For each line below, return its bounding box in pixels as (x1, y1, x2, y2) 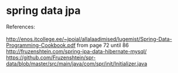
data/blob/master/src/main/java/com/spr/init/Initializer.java (6, 60, 148, 67)
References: (6, 23, 35, 30)
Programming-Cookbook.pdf (6, 42, 76, 49)
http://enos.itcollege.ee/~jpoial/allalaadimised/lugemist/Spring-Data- (6, 35, 173, 42)
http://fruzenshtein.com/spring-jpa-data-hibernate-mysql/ (6, 48, 147, 54)
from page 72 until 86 (77, 42, 129, 49)
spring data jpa (6, 4, 81, 17)
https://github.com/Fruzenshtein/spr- (6, 54, 96, 61)
